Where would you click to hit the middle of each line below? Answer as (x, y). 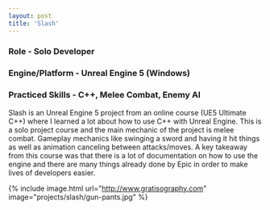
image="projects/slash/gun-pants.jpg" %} (78, 197)
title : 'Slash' (34, 23)
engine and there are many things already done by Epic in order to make (128, 164)
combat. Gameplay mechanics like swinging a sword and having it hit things (134, 138)
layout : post (30, 16)
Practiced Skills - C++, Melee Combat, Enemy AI (105, 95)
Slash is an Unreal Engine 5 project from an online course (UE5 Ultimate (128, 112)
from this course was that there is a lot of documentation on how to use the (133, 155)
